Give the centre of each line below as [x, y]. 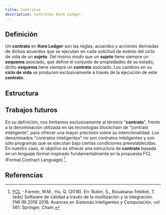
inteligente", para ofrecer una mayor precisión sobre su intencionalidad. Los [82, 132]
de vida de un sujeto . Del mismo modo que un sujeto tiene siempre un [77, 57]
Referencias [24, 175]
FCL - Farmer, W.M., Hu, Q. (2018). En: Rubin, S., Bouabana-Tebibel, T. [84, 191]
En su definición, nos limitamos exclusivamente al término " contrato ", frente [83, 122]
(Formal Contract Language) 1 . [36, 159]
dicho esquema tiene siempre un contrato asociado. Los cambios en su [79, 67]
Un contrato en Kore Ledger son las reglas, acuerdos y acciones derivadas [82, 46]
